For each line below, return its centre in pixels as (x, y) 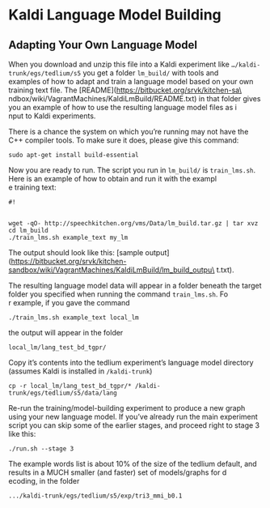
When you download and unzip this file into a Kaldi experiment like (119, 64)
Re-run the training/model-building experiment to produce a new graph (127, 408)
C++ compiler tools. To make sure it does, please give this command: (124, 140)
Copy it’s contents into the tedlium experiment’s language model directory (131, 363)
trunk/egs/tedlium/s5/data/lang (63, 393)
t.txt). (225, 270)
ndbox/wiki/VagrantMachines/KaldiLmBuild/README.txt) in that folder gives (135, 98)
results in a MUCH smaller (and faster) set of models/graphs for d (118, 472)
